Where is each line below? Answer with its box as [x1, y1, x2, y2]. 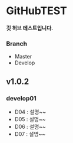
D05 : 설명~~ [14, 115, 46, 122]
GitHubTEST [6, 4, 68, 18]
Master [14, 53, 32, 60]
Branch [6, 40, 28, 48]
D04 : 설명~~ [14, 108, 46, 115]
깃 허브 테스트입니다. [6, 24, 54, 31]
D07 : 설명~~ [14, 130, 46, 137]
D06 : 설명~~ [14, 123, 46, 130]
